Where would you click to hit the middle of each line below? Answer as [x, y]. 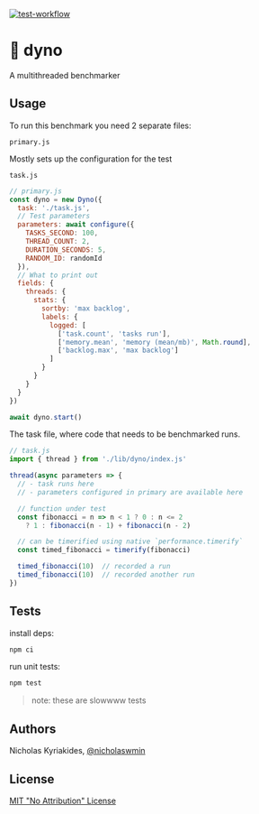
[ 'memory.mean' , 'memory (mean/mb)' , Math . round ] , [154, 342]
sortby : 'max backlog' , [86, 309]
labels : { [60, 317]
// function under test [62, 509]
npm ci [22, 650]
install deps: [32, 633]
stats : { [49, 301]
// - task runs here [56, 484]
